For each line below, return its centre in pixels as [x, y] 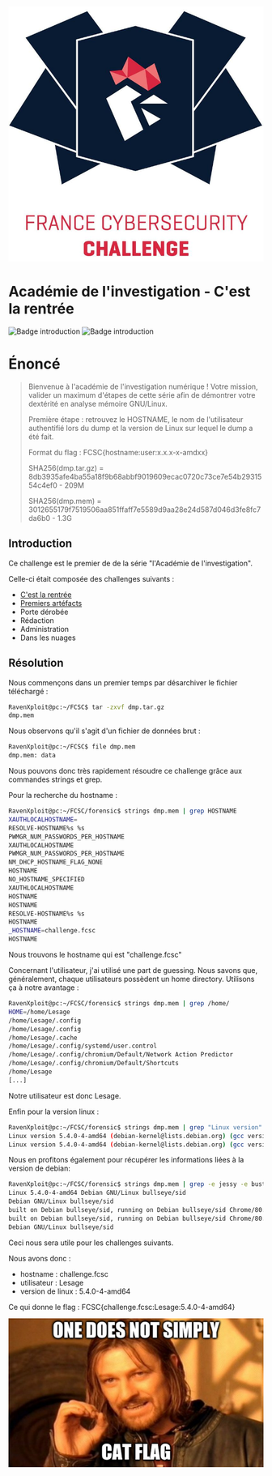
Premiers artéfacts [51, 603]
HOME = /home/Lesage [39, 1012]
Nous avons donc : [40, 1258]
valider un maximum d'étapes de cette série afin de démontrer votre [142, 395]
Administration [45, 629]
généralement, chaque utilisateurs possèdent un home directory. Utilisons [132, 979]
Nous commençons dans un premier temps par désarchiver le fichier [123, 682]
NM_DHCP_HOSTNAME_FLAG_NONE [56, 862]
